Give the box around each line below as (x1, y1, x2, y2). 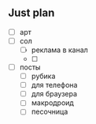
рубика (31, 71, 56, 81)
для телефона (31, 81, 78, 90)
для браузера (31, 89, 77, 99)
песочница (31, 107, 68, 117)
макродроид (31, 98, 75, 107)
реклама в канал (31, 45, 88, 54)
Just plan (8, 6, 55, 20)
